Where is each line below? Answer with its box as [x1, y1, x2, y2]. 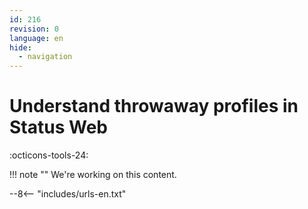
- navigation [18, 52, 73, 62]
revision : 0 [9, 24, 59, 34]
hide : [9, 42, 32, 53]
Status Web [9, 116, 108, 139]
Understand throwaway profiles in [9, 95, 299, 118]
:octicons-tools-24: [9, 149, 89, 161]
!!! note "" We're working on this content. [9, 169, 177, 181]
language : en [9, 33, 64, 43]
